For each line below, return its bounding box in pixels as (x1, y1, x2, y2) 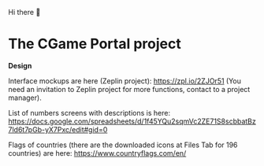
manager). (8, 93, 42, 102)
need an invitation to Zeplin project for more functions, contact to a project (8, 84, 251, 94)
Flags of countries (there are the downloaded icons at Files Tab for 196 (8, 140, 238, 149)
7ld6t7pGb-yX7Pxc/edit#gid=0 (8, 124, 108, 134)
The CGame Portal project (8, 35, 181, 53)
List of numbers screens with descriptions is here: (8, 108, 171, 117)
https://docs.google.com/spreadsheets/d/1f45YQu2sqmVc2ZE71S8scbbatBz (8, 116, 256, 126)
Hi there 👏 (8, 8, 41, 17)
